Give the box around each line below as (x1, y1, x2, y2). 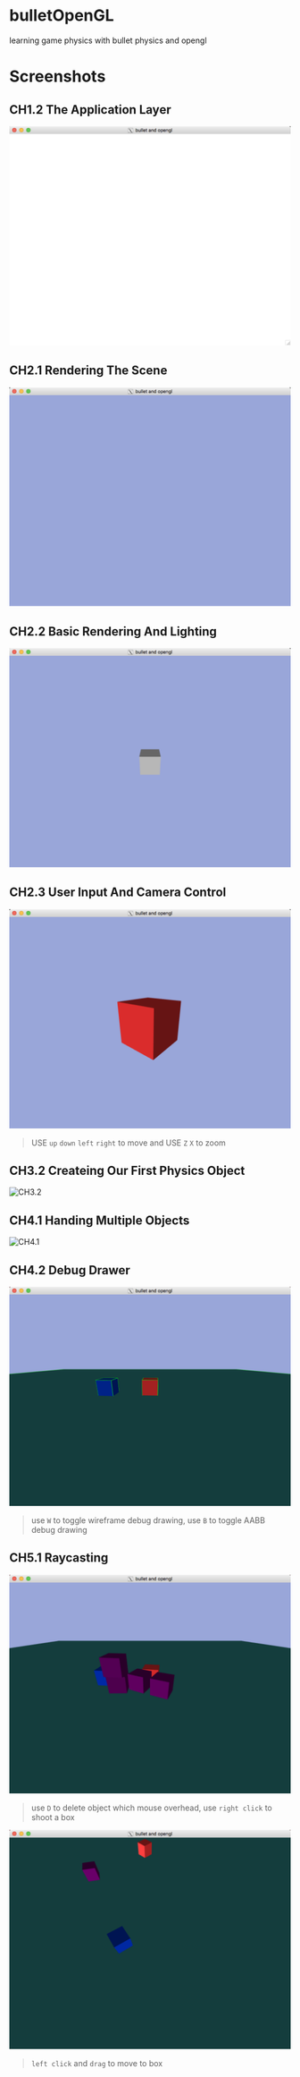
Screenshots (9, 66, 106, 87)
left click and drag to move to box (30, 2058, 163, 2069)
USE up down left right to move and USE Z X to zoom (30, 1137, 226, 1148)
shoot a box (30, 1812, 75, 1823)
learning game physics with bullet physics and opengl (9, 35, 207, 46)
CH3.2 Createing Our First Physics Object (9, 1162, 246, 1178)
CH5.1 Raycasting (9, 1550, 109, 1566)
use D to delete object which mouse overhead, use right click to (30, 1802, 272, 1813)
